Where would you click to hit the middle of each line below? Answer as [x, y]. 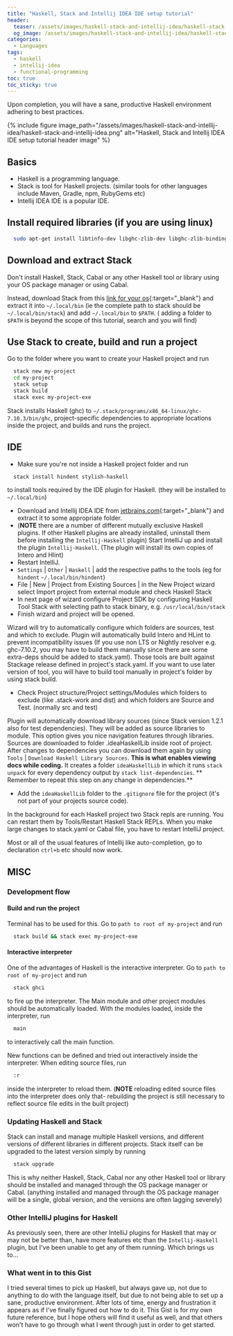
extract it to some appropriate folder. [70, 518]
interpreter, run [29, 1016]
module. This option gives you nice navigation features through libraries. [111, 736]
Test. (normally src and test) [58, 708]
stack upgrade [34, 1164]
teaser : [25, 26]
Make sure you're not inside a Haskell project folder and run [103, 464]
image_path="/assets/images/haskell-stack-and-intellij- [138, 125]
